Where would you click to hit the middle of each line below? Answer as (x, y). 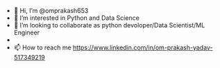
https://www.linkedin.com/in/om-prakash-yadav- (143, 47)
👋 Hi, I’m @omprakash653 (51, 11)
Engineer (27, 32)
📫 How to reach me (42, 47)
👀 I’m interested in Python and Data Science (77, 18)
